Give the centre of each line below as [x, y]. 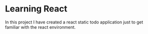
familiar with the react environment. [40, 27]
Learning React [36, 9]
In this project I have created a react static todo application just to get [74, 22]
